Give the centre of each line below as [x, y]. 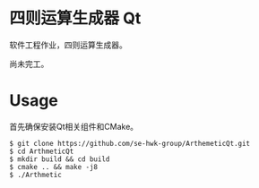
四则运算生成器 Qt [75, 18]
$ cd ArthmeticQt [42, 151]
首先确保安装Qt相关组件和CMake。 [74, 126]
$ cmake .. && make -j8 [54, 167]
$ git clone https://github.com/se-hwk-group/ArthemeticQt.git [130, 143]
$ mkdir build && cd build [60, 159]
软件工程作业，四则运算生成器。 [68, 45]
